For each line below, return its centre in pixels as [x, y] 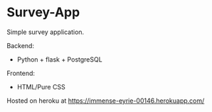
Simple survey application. [46, 32]
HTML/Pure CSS [41, 86]
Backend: [21, 45]
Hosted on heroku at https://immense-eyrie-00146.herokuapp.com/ [106, 101]
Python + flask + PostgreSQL [59, 59]
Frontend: [21, 73]
